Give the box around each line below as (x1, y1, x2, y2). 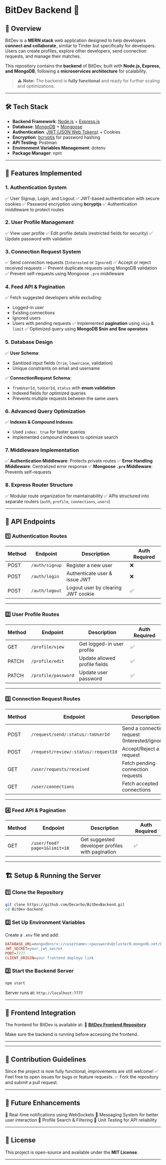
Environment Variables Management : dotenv (12, 145, 106, 151)
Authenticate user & (66, 570, 113, 577)
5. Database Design (5, 339, 53, 346)
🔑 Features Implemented (5, 169, 82, 178)
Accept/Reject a (122, 745, 160, 752)
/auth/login (31, 574, 59, 579)
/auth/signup (31, 562, 62, 568)
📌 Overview (5, 24, 41, 33)
